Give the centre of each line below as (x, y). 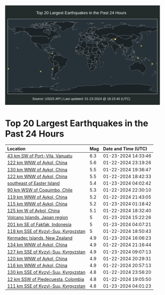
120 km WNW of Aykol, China (37, 259)
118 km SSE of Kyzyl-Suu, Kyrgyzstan (46, 231)
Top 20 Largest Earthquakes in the (77, 123)
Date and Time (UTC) (125, 149)
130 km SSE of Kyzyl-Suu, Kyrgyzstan (46, 272)
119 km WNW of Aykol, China (37, 197)
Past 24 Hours (35, 134)
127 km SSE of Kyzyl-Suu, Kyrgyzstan (46, 252)
